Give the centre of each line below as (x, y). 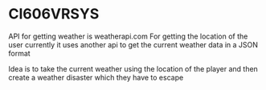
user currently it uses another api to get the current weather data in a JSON (133, 44)
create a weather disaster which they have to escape (96, 77)
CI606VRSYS (54, 14)
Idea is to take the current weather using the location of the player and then (133, 68)
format (19, 53)
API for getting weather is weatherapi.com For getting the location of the (128, 36)
